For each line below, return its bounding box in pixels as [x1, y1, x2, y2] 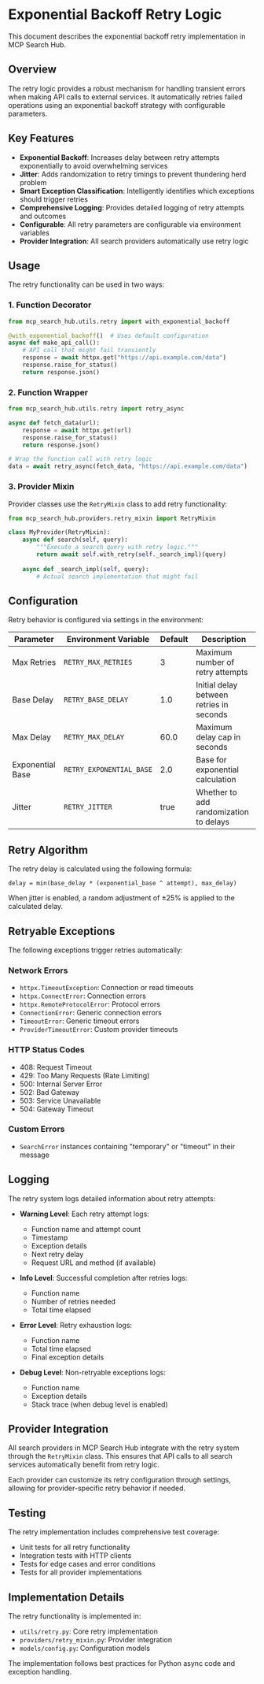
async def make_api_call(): [8, 339, 101, 347]
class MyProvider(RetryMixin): [8, 529, 111, 536]
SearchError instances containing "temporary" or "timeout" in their [19, 1141, 236, 1151]
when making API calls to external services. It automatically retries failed [8, 92, 244, 102]
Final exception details [31, 1352, 104, 1362]
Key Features [8, 132, 75, 145]
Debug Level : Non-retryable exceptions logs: [19, 1367, 167, 1377]
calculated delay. [8, 902, 64, 911]
